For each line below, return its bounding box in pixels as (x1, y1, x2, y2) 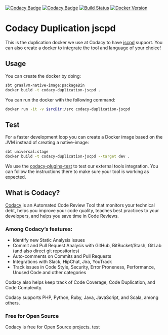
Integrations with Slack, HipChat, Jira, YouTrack (12, 259, 112, 265)
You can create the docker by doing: (5, 73, 81, 79)
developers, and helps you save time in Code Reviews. (5, 213, 119, 219)
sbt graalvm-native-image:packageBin (5, 83, 85, 88)
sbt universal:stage (5, 149, 49, 154)
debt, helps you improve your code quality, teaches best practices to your (5, 207, 159, 213)
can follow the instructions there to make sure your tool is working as (5, 168, 149, 175)
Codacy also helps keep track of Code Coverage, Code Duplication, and (5, 279, 155, 285)
